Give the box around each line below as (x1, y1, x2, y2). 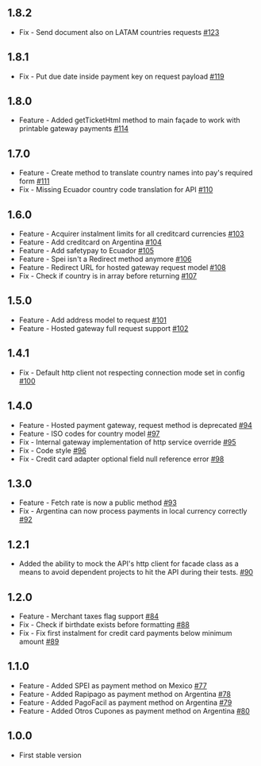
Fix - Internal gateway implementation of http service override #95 (18, 437, 236, 447)
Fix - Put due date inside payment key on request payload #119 (18, 71, 225, 81)
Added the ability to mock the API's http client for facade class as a (18, 559, 239, 568)
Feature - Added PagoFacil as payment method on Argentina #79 (18, 698, 232, 707)
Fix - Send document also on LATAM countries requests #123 (18, 27, 220, 37)
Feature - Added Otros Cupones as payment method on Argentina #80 (18, 706, 251, 715)
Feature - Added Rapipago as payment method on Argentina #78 (18, 689, 232, 699)
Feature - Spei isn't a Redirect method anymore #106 (18, 254, 192, 264)
